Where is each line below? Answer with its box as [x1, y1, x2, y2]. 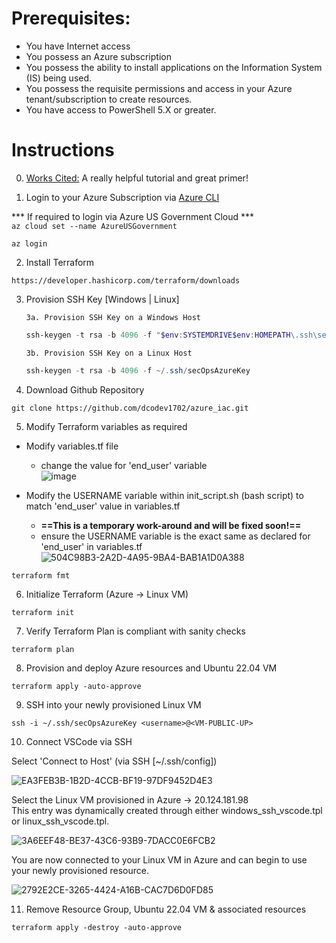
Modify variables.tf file [25, 440, 119, 452]
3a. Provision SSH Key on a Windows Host [25, 312, 201, 322]
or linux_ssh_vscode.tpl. [11, 815, 110, 827]
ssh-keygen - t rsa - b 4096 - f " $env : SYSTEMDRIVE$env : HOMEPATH [25, 330, 291, 340]
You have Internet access [25, 40, 131, 52]
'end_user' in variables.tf [40, 540, 143, 552]
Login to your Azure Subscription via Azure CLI [25, 191, 220, 203]
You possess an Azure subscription [25, 50, 172, 62]
